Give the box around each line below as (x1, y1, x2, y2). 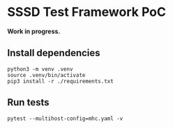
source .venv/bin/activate (7, 71, 86, 78)
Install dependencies (7, 47, 100, 59)
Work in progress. (7, 27, 61, 35)
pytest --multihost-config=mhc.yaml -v (7, 115, 123, 122)
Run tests (7, 96, 50, 108)
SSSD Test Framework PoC (7, 4, 166, 20)
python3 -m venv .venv (7, 65, 73, 73)
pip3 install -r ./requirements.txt (7, 78, 114, 85)
